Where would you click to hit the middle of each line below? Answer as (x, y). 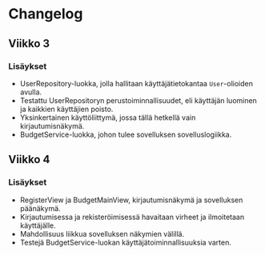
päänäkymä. (40, 208)
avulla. (31, 92)
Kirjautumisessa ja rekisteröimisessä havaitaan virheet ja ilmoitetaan (132, 217)
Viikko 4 (29, 159)
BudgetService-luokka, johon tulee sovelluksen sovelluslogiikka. (126, 134)
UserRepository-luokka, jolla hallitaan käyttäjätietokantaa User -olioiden (137, 83)
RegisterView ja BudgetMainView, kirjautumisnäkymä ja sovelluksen (131, 200)
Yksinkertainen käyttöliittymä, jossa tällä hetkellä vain (108, 118)
